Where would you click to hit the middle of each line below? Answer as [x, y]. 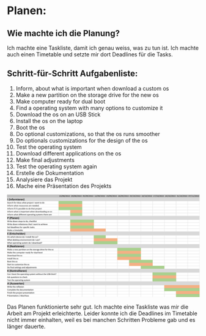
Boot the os [30, 127]
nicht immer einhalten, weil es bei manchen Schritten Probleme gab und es [101, 319]
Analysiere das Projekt [44, 179]
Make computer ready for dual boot [61, 101]
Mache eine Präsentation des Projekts [64, 186]
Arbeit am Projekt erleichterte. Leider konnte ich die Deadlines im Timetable [102, 313]
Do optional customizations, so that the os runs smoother [88, 134]
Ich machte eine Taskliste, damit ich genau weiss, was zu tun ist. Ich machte [103, 48]
